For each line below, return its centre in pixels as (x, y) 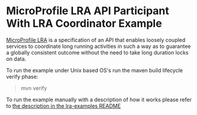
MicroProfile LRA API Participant (88, 11)
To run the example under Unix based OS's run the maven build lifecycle (94, 70)
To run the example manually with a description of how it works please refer (99, 100)
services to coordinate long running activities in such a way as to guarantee (99, 46)
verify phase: (22, 76)
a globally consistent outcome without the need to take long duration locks (97, 52)
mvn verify (34, 88)
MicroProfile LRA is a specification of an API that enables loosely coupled (96, 40)
